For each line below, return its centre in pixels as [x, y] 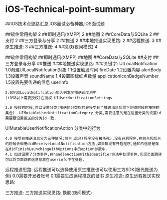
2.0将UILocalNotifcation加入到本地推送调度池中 [51, 93]
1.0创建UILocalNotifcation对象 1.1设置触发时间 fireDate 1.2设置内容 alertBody [83, 70]
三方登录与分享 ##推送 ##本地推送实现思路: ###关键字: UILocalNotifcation [82, 63]
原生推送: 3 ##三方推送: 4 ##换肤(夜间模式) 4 [52, 46]
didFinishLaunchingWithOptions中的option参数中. [58, 149]
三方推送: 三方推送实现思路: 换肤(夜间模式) [49, 193]
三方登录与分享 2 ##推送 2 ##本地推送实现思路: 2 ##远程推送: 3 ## [93, 40]
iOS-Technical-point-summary [70, 9]
